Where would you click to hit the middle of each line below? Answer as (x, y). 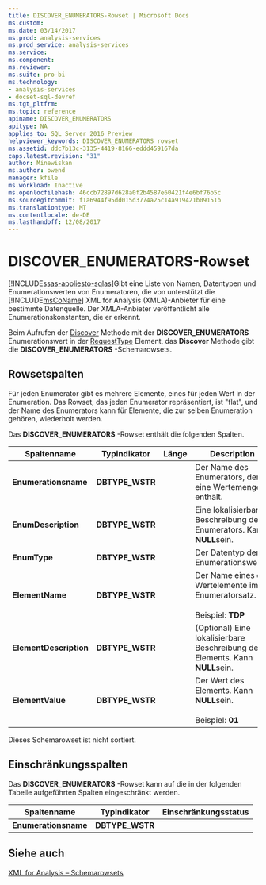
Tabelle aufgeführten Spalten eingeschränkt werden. (94, 792)
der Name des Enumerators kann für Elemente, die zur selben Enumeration (130, 410)
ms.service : (28, 52)
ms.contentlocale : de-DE (49, 215)
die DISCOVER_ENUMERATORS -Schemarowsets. (90, 349)
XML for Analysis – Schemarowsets (66, 872)
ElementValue (39, 700)
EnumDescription (46, 525)
